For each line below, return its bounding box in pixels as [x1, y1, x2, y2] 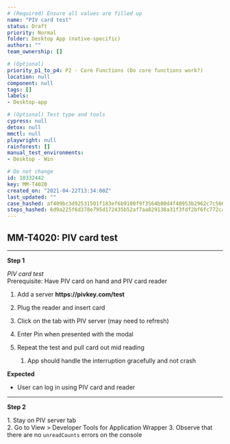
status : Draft [7, 23, 48, 29]
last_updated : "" [7, 193, 57, 201]
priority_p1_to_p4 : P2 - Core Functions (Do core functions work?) [7, 66, 204, 74]
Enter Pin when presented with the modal [16, 330, 133, 338]
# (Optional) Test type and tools [7, 111, 106, 119]
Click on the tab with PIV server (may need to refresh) [16, 317, 170, 325]
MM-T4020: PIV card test [7, 232, 118, 243]
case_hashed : [7, 200, 44, 207]
